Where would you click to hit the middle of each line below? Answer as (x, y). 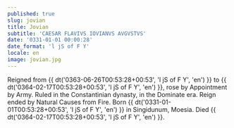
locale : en (23, 53)
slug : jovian (26, 20)
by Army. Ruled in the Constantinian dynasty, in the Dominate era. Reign (112, 94)
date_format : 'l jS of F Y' (49, 46)
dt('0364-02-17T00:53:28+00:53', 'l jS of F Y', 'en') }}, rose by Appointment (117, 87)
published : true (31, 14)
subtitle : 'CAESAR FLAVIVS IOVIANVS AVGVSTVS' (77, 33)
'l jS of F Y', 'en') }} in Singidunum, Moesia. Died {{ (143, 109)
